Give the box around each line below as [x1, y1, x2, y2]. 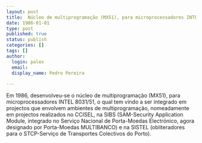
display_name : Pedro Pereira [11, 70, 85, 76]
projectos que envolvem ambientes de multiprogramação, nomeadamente [6, 105, 189, 112]
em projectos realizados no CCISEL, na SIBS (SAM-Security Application [6, 111, 183, 118]
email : [11, 64, 28, 71]
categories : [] [6, 42, 44, 48]
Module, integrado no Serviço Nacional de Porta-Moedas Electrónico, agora [6, 117, 195, 124]
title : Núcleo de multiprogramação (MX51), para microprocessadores [6, 14, 185, 20]
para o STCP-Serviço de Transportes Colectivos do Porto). [6, 130, 151, 138]
